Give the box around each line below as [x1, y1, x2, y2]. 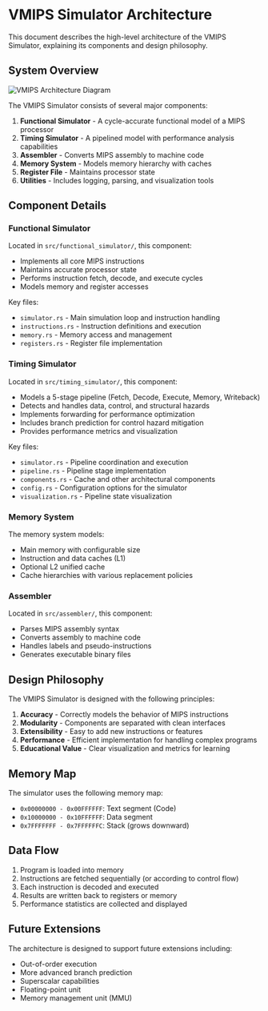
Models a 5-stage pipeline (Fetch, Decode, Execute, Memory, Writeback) [19, 392, 261, 402]
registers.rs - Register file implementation [19, 339, 162, 348]
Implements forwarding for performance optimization [19, 409, 195, 419]
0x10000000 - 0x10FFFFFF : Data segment [19, 812, 154, 821]
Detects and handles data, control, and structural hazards [19, 400, 210, 410]
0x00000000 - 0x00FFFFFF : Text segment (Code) [19, 803, 177, 813]
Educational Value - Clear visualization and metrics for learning [19, 744, 230, 753]
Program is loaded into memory [19, 865, 124, 874]
